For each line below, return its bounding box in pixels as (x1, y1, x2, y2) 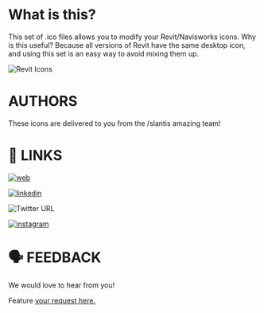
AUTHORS (8, 92, 78, 111)
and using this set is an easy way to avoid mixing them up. (8, 49, 200, 58)
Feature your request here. (8, 295, 96, 305)
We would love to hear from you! (8, 280, 115, 290)
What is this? (8, 6, 97, 24)
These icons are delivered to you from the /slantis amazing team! (8, 118, 221, 128)
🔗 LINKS (8, 147, 63, 165)
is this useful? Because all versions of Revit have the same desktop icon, (8, 40, 246, 49)
